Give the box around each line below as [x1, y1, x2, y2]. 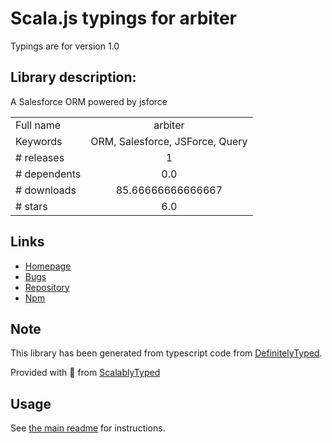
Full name [15, 118, 62, 132]
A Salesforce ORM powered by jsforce [10, 95, 168, 107]
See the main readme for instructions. [10, 422, 166, 434]
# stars [15, 199, 48, 213]
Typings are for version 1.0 [10, 40, 120, 52]
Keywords [15, 134, 63, 148]
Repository [24, 281, 70, 293]
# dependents [15, 167, 82, 181]
